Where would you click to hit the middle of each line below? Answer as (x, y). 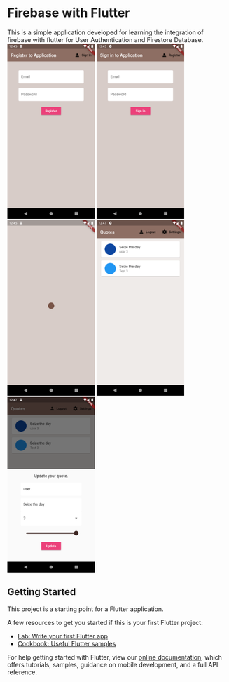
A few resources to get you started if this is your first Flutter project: (105, 622)
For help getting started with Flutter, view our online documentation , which (115, 657)
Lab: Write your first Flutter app (63, 636)
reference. (22, 672)
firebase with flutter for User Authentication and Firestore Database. (105, 39)
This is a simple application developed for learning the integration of (106, 32)
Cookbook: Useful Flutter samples (67, 643)
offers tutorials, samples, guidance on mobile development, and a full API (113, 664)
